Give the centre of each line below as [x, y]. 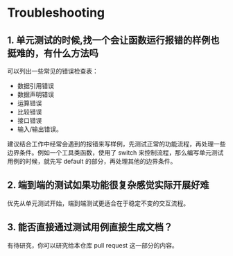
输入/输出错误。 [40, 129]
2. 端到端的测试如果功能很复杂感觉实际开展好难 [108, 185]
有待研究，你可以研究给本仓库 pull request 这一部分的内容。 [93, 245]
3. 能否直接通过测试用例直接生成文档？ [90, 227]
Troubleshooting [56, 13]
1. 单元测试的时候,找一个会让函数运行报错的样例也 [113, 40]
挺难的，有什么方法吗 [53, 53]
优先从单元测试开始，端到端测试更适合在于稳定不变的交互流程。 [98, 203]
